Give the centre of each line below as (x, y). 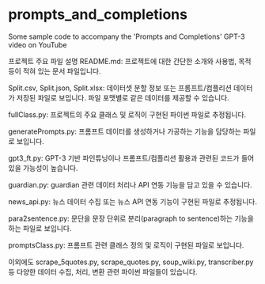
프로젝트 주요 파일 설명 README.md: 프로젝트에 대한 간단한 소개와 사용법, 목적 (130, 61)
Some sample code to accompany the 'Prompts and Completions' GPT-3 (127, 36)
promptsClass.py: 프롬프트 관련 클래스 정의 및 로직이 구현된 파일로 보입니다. (126, 245)
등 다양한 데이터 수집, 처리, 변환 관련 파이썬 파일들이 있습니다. (103, 271)
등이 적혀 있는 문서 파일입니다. (55, 71)
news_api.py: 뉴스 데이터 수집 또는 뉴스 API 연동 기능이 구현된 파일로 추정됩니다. (132, 201)
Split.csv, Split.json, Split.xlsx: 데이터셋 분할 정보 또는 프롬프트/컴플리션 (120, 88)
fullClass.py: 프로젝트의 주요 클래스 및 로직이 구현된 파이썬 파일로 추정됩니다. (127, 114)
